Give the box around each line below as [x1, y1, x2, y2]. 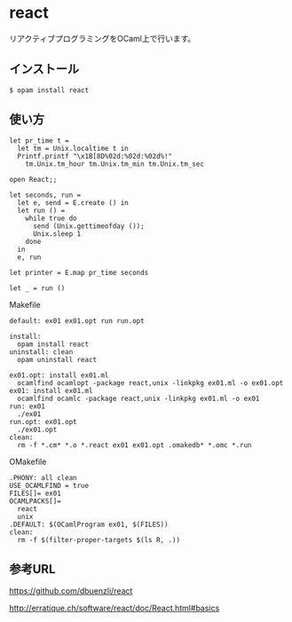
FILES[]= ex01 [9, 489, 62, 498]
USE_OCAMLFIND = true [9, 481, 90, 490]
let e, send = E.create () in [17, 198, 129, 207]
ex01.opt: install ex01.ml [9, 371, 109, 380]
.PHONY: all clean [9, 473, 77, 482]
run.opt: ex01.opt [9, 417, 77, 426]
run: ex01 [9, 402, 46, 411]
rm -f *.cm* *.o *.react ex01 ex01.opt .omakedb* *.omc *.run [17, 440, 252, 450]
